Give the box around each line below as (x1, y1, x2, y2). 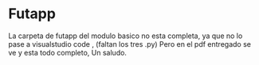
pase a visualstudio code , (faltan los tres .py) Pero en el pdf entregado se (8, 39, 251, 48)
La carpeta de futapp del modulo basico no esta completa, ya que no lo (8, 31, 243, 40)
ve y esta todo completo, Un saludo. (8, 48, 128, 57)
